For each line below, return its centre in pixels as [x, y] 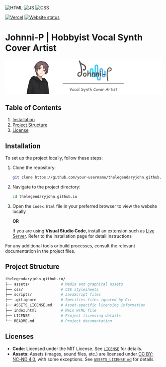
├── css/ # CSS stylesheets [52, 289]
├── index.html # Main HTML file [51, 311]
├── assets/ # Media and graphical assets [64, 284]
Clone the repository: [34, 168]
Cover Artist [31, 48]
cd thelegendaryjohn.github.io [45, 197]
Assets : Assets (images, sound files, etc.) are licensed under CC [79, 354]
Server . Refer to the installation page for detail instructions [72, 236]
